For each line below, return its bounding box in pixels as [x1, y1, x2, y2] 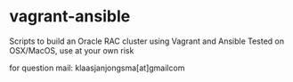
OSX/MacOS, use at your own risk [9, 45, 134, 55]
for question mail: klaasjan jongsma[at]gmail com [9, 62, 185, 73]
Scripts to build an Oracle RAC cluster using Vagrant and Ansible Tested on [9, 36, 285, 46]
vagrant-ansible [9, 6, 131, 27]
